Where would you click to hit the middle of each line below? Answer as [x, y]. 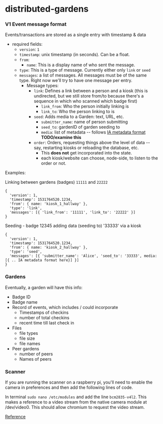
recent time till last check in [47, 323]
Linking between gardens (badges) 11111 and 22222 [57, 182]
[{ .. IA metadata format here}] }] [42, 260]
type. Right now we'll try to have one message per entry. [76, 80]
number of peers [36, 354]
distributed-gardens [47, 9]
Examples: [15, 173]
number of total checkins [44, 317]
